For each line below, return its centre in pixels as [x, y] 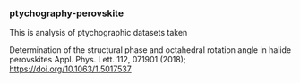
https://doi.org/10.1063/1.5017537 [70, 69]
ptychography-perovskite [66, 13]
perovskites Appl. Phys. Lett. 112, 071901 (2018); [98, 60]
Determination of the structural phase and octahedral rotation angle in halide [150, 50]
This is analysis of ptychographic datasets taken [99, 33]
